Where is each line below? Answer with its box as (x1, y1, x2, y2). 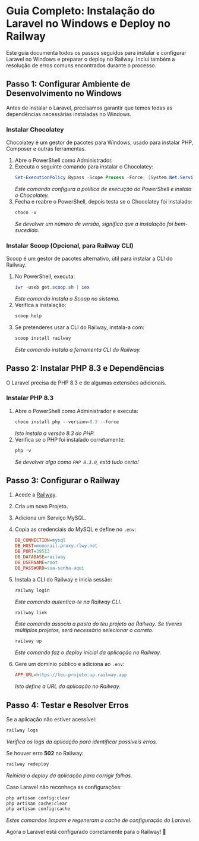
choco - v (14, 210, 37, 215)
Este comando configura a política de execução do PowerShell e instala (14, 185, 192, 192)
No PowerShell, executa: (14, 273, 75, 280)
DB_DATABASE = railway (14, 554, 66, 560)
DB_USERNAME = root (14, 559, 58, 565)
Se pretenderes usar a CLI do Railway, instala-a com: (14, 323, 144, 331)
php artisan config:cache (6, 806, 70, 812)
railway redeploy (6, 761, 49, 767)
